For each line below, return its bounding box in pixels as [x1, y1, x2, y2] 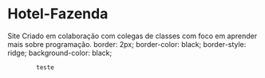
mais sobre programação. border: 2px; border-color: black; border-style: [7, 39, 247, 49]
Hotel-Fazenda [7, 5, 109, 23]
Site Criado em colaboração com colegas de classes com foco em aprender [7, 31, 258, 41]
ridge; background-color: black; [7, 48, 113, 57]
